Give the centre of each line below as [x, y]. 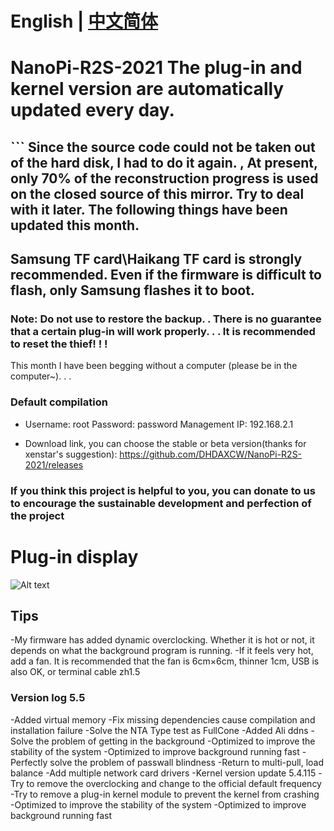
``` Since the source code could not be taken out [163, 147]
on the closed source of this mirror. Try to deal [157, 193]
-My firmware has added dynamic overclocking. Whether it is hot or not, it [162, 640]
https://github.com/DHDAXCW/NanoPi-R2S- [211, 454]
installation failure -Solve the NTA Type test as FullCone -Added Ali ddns [159, 730]
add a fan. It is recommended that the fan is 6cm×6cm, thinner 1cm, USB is [165, 661]
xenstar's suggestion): [71, 454]
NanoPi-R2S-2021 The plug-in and [156, 68]
